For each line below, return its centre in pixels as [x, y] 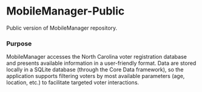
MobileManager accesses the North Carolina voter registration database [96, 57]
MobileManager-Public [66, 11]
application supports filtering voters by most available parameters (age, [96, 76]
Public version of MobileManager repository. [62, 28]
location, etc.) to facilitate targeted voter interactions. [73, 82]
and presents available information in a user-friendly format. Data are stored [101, 63]
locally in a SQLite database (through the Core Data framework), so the [95, 70]
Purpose [19, 44]
